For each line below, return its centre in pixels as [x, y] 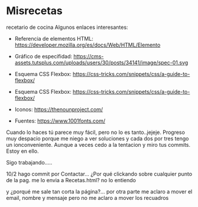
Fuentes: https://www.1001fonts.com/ [60, 121]
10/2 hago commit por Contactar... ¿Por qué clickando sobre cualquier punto [99, 174]
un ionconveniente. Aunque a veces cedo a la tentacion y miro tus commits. [98, 144]
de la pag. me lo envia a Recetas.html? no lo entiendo [71, 180]
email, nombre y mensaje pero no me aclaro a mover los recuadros [87, 198]
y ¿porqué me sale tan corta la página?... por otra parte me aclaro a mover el [99, 191]
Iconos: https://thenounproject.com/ [59, 109]
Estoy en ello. [22, 151]
